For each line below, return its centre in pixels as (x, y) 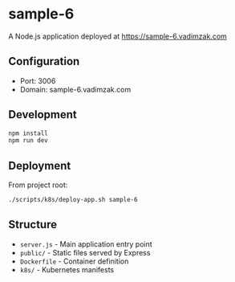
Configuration (44, 61)
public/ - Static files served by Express (85, 252)
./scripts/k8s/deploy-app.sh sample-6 (73, 200)
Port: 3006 (38, 80)
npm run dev (28, 141)
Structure (33, 225)
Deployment (40, 166)
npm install (28, 133)
